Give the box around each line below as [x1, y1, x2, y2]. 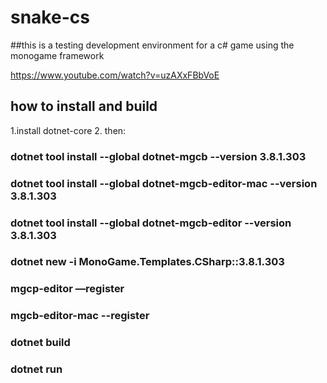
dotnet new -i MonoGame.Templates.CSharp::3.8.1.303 [10, 255, 285, 269]
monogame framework [10, 49, 105, 61]
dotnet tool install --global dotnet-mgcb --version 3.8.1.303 [10, 149, 307, 163]
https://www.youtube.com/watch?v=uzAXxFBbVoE [10, 69, 220, 81]
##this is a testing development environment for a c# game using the [10, 39, 295, 51]
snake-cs [10, 6, 90, 29]
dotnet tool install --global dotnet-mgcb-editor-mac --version [10, 176, 318, 190]
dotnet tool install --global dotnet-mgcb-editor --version [10, 216, 292, 230]
